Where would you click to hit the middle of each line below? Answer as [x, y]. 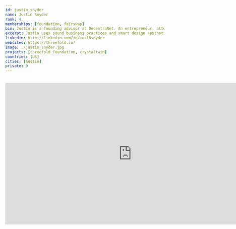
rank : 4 [13, 19]
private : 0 [17, 66]
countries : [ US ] [22, 57]
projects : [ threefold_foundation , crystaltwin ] [56, 52]
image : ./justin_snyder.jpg [35, 47]
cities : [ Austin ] [23, 61]
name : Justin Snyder [27, 15]
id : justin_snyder [24, 10]
